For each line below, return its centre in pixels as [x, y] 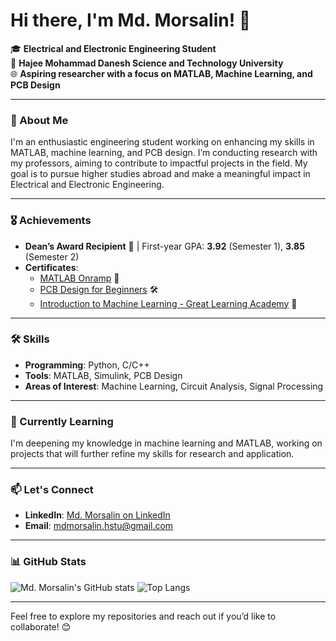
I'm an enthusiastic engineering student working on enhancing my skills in [162, 142]
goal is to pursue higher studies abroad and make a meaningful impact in [160, 174]
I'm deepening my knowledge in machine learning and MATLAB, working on [166, 443]
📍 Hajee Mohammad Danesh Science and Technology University [147, 63]
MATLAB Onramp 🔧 [79, 278]
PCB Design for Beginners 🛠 [99, 289]
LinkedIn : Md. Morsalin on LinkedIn [97, 515]
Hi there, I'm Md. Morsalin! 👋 [131, 20]
